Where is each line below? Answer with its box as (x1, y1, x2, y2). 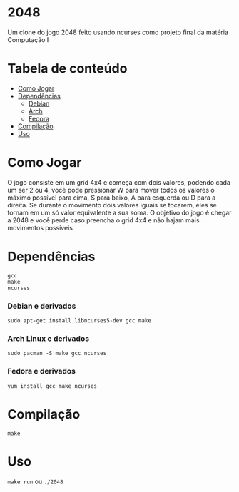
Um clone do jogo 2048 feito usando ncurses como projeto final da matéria (7, 28, 229, 36)
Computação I (7, 35, 49, 43)
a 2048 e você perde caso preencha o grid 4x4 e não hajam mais (7, 215, 200, 225)
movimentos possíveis (7, 223, 73, 232)
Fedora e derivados (7, 367, 76, 376)
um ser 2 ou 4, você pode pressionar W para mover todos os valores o (7, 185, 215, 194)
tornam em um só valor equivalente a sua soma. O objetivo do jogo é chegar (7, 208, 232, 217)
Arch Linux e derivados (7, 333, 90, 343)
